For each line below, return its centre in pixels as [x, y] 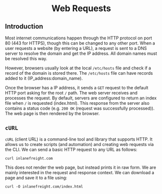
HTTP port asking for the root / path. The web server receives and [71, 93]
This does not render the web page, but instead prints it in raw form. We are [81, 167]
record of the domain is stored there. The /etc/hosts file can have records [79, 73]
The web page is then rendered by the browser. [52, 113]
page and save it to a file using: [36, 178]
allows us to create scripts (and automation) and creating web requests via [79, 144]
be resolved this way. [26, 58]
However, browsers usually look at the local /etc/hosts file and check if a [78, 68]
